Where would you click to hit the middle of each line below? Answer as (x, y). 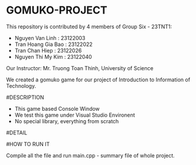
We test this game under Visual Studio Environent (75, 115)
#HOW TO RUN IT (28, 144)
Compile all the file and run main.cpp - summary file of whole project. (91, 155)
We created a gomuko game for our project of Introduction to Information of (98, 80)
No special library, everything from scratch (67, 121)
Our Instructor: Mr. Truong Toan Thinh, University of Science (80, 68)
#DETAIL (17, 133)
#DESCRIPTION (25, 97)
